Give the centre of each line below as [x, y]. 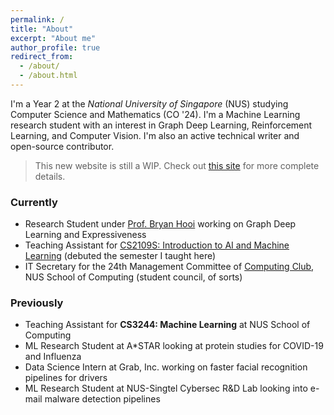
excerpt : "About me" [53, 38]
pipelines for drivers [66, 378]
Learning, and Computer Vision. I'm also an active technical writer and [155, 135]
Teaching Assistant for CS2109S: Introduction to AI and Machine [157, 245]
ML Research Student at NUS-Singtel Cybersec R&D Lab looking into [166, 388]
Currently [34, 202]
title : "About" [42, 29]
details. [50, 176]
